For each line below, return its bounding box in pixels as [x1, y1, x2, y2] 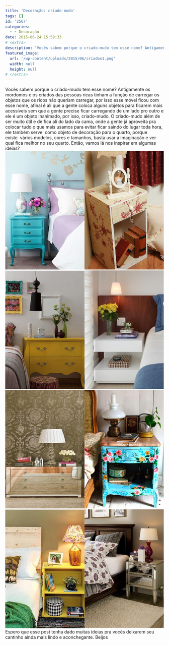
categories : [5, 24, 30, 29]
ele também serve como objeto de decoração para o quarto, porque [5, 129, 147, 136]
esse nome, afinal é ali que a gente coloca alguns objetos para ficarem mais [5, 102, 163, 108]
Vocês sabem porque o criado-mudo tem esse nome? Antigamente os [5, 86, 151, 93]
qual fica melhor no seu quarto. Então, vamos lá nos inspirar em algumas [5, 140, 156, 146]
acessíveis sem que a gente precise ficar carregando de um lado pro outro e [5, 108, 164, 114]
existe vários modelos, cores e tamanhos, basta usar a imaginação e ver [5, 135, 156, 141]
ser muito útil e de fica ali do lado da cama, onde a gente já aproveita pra [5, 119, 156, 125]
